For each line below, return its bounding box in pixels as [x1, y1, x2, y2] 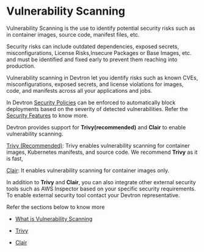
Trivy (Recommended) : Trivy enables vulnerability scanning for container [6, 142, 191, 149]
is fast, [6, 154, 23, 162]
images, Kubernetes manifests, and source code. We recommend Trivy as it [6, 148, 198, 156]
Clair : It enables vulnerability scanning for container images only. [6, 167, 170, 174]
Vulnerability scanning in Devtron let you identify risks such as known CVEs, [6, 74, 199, 81]
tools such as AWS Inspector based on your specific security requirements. [6, 185, 197, 192]
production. [6, 62, 35, 70]
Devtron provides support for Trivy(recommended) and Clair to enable [6, 123, 186, 131]
